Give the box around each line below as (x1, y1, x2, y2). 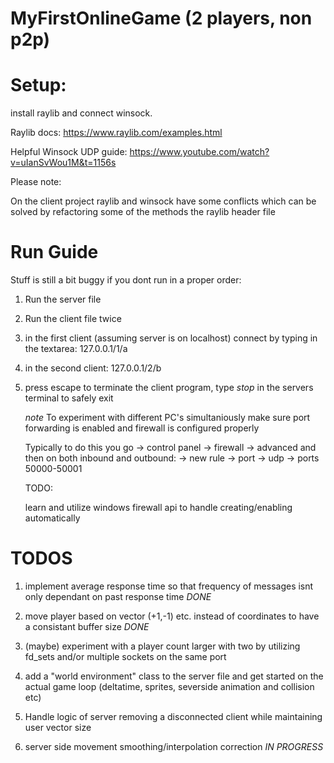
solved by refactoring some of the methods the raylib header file (10, 206, 276, 218)
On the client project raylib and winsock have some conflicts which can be (10, 195, 317, 207)
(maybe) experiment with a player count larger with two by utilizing (24, 640, 301, 652)
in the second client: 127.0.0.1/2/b (24, 362, 162, 374)
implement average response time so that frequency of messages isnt (24, 580, 314, 592)
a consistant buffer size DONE (24, 621, 150, 632)
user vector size (24, 722, 92, 733)
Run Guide (10, 241, 99, 264)
